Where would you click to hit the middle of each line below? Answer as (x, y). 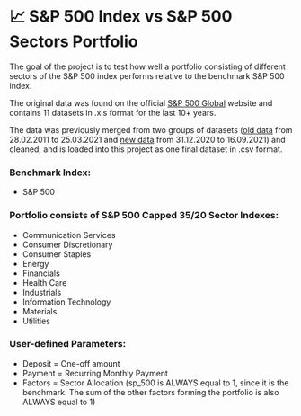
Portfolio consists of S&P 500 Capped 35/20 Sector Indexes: (144, 216)
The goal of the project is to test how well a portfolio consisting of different (147, 66)
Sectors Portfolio (74, 42)
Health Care (44, 282)
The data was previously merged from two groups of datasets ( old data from (151, 129)
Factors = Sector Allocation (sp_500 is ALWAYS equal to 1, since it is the (155, 383)
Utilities (36, 321)
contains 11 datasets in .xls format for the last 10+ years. (113, 112)
